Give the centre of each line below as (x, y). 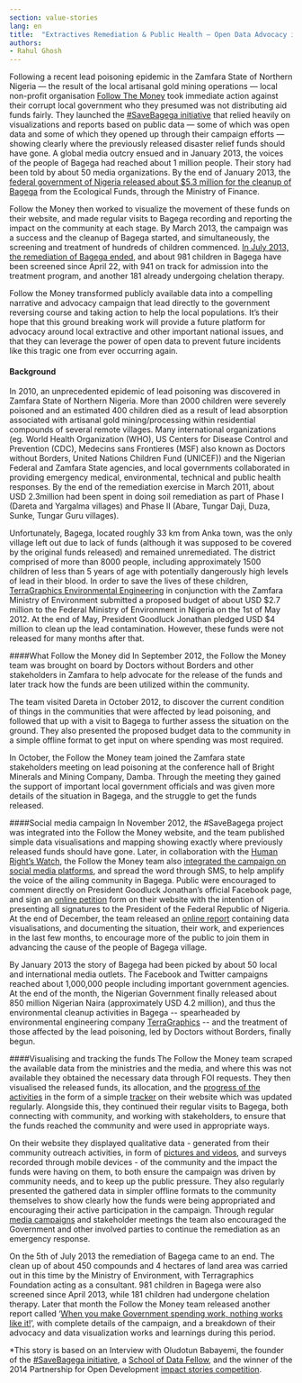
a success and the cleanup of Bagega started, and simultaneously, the (140, 238)
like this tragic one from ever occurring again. (93, 351)
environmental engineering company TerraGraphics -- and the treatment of (148, 1022)
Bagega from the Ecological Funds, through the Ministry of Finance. (135, 192)
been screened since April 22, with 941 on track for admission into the (139, 267)
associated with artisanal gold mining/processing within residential (133, 420)
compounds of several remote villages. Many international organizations (143, 429)
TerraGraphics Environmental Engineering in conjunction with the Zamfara (146, 591)
